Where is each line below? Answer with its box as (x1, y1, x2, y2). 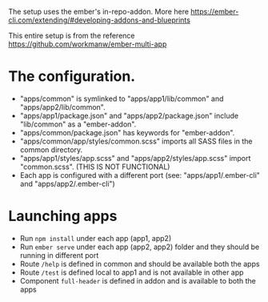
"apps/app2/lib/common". (19, 102, 106, 111)
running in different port (19, 250, 99, 260)
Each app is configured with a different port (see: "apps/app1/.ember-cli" (19, 170, 260, 179)
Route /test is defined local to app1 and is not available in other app (19, 268, 244, 277)
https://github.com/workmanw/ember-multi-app (8, 39, 167, 49)
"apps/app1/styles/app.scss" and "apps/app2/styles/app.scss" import (19, 153, 251, 163)
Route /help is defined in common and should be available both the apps (19, 259, 260, 268)
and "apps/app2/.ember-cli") (19, 179, 116, 188)
